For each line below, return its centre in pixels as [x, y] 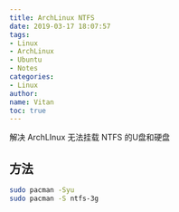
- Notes [24, 69]
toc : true [28, 111]
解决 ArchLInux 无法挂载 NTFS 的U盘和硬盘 [89, 138]
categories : [32, 77]
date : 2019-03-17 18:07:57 [60, 26]
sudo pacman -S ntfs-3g [54, 198]
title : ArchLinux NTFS [52, 18]
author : [24, 93]
